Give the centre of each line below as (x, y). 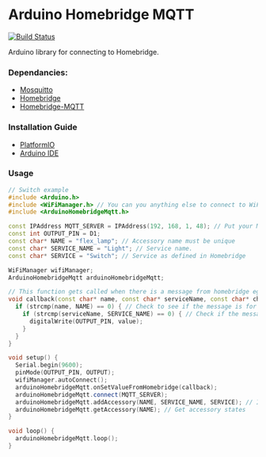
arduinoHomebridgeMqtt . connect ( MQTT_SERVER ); (92, 394)
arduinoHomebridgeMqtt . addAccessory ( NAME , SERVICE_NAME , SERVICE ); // (134, 402)
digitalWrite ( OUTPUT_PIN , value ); (86, 321)
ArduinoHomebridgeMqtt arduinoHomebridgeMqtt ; (86, 278)
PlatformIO (37, 144)
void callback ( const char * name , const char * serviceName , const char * (129, 299)
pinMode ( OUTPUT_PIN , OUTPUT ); (65, 373)
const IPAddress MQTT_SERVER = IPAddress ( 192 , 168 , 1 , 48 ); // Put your (131, 227)
